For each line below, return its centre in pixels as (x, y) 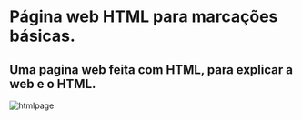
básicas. (42, 36)
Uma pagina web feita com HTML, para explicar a (151, 70)
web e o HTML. (53, 84)
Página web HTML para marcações (144, 17)
